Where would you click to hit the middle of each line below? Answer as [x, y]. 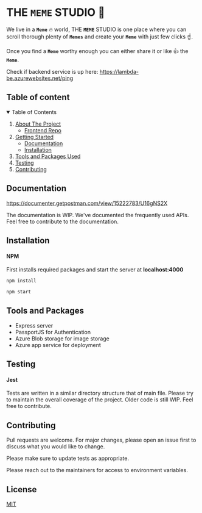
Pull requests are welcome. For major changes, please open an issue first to [101, 440]
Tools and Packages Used [48, 156]
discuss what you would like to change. [56, 447]
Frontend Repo [43, 130]
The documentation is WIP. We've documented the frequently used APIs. [98, 215]
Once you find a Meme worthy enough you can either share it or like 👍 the [97, 51]
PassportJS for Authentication [53, 332]
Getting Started [34, 137]
